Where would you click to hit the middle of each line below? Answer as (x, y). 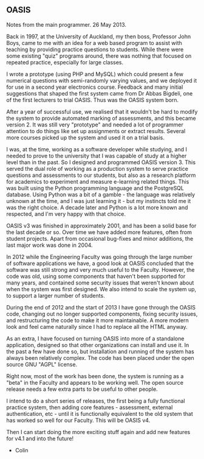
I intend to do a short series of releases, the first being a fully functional (96, 401)
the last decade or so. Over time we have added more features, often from (99, 232)
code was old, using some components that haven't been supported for (96, 276)
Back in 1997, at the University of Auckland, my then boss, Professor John (99, 36)
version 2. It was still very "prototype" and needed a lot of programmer (95, 125)
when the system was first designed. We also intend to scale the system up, (101, 289)
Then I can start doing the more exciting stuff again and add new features (98, 432)
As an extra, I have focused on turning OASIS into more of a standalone (95, 338)
